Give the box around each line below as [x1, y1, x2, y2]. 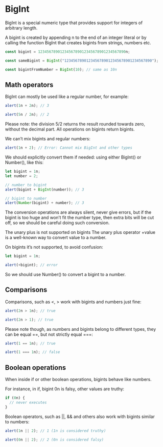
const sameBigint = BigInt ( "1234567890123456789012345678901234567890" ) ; [5, 58, 159, 63]
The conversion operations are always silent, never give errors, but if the [5, 209, 152, 215]
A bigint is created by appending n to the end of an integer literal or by [5, 34, 147, 40]
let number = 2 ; [5, 173, 38, 178]
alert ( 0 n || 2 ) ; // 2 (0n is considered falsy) [5, 437, 104, 442]
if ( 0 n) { [5, 395, 25, 401]
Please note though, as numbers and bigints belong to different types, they [5, 326, 156, 332]
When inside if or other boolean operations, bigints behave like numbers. [5, 377, 152, 383]
